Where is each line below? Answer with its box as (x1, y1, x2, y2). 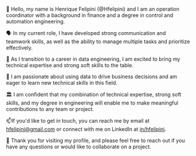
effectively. (6, 44, 33, 51)
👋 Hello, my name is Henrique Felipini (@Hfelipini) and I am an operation (6, 6, 180, 12)
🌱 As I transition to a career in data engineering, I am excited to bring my (6, 56, 180, 63)
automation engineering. (6, 18, 66, 25)
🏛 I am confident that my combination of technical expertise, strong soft (6, 91, 181, 98)
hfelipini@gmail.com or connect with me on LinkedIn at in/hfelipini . (6, 126, 167, 133)
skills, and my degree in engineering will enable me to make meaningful (6, 99, 178, 106)
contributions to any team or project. (6, 106, 94, 112)
